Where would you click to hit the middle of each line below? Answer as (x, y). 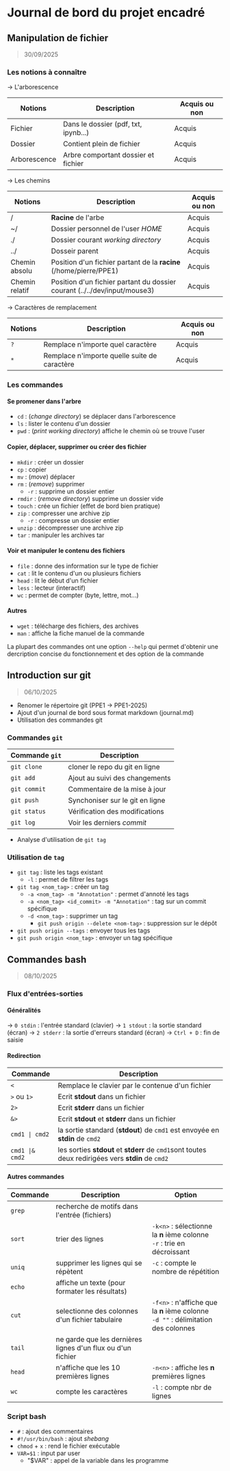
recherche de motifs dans (97, 1206)
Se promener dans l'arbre (44, 401)
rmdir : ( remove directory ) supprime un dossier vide (90, 498)
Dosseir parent (75, 251)
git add (23, 778)
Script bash (27, 1416)
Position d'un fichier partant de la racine (116, 262)
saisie (15, 1040)
